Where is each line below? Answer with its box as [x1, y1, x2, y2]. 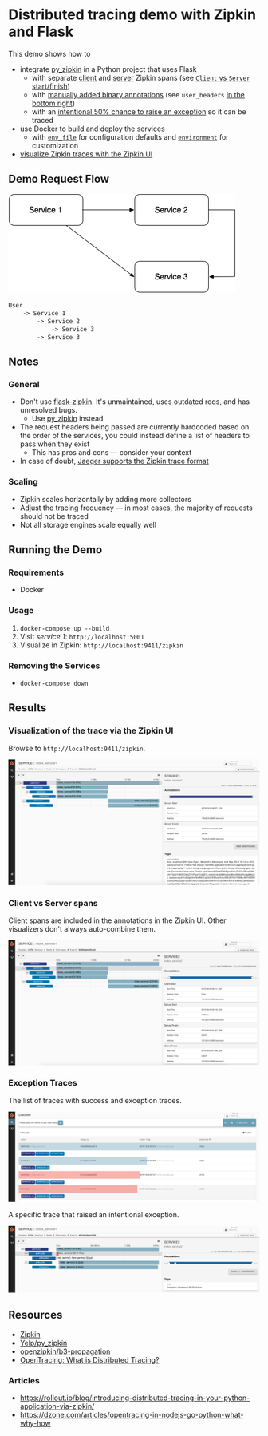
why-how [19, 1418, 51, 1428]
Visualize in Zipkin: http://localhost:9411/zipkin [19, 640, 183, 650]
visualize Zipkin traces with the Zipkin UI [19, 149, 153, 159]
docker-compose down [19, 680, 89, 688]
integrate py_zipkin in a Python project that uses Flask [19, 64, 197, 73]
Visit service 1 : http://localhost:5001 [19, 631, 145, 641]
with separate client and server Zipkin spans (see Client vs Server [31, 73, 250, 82]
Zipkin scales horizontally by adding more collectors [19, 494, 191, 504]
